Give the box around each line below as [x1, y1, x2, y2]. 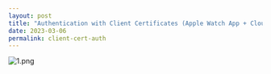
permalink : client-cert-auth [8, 34, 106, 43]
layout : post [8, 11, 52, 20]
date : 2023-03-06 [8, 27, 67, 35]
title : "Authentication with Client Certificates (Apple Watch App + [8, 19, 248, 27]
